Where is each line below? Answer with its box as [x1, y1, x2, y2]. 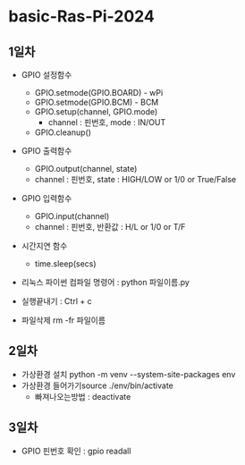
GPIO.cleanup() [34, 127, 91, 138]
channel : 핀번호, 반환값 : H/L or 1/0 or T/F [34, 222, 186, 232]
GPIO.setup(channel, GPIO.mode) [34, 106, 158, 117]
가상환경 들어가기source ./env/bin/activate [21, 380, 173, 391]
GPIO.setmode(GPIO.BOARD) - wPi [34, 88, 164, 97]
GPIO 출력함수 [21, 146, 72, 156]
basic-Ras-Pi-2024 [8, 6, 156, 27]
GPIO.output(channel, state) [34, 164, 138, 173]
